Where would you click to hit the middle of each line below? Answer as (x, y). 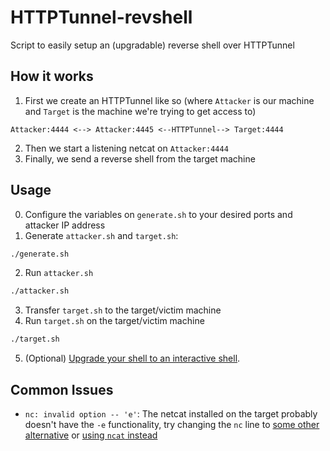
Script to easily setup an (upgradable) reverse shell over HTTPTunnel (152, 45)
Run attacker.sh (59, 273)
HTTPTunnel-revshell (101, 17)
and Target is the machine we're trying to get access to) (140, 111)
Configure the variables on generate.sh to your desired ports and (158, 214)
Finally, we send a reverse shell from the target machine (140, 158)
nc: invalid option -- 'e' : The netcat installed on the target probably (171, 414)
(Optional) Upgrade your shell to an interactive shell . (132, 358)
